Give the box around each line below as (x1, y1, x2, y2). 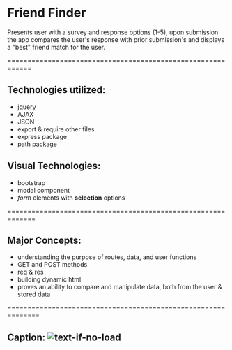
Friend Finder (7, 5, 86, 21)
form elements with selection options (17, 194, 125, 202)
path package (17, 140, 58, 148)
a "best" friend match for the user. (7, 43, 106, 51)
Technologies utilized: (7, 84, 106, 96)
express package (17, 132, 68, 140)
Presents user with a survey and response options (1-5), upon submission (7, 28, 219, 36)
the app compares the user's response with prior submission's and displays (7, 35, 225, 43)
